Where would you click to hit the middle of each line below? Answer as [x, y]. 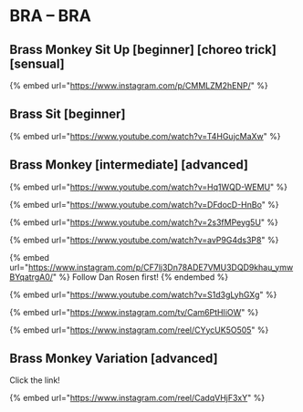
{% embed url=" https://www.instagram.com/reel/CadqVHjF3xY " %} [137, 398]
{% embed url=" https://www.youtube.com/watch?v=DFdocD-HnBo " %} [145, 204]
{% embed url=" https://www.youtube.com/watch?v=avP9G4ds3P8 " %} [144, 240]
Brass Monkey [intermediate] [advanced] [129, 165]
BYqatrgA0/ [31, 277]
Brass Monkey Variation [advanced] [114, 359]
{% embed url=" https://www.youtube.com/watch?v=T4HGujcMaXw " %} [145, 136]
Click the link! [35, 380]
